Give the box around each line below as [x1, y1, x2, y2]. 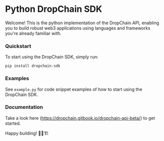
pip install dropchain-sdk [5, 63, 61, 69]
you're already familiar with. [5, 30, 62, 36]
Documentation [5, 104, 43, 111]
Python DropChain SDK [5, 3, 102, 15]
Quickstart [5, 43, 32, 49]
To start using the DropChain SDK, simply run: [5, 54, 98, 60]
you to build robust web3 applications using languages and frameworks [5, 25, 151, 31]
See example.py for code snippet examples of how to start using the [5, 86, 143, 92]
